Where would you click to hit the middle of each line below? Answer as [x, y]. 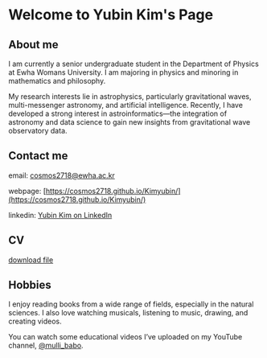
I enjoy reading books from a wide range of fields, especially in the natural [131, 304]
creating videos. [35, 321]
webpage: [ [27, 191]
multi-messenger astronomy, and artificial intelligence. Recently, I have [126, 105]
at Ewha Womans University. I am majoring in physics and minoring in [123, 72]
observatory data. [38, 131]
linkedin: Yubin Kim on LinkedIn [60, 215]
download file [31, 260]
